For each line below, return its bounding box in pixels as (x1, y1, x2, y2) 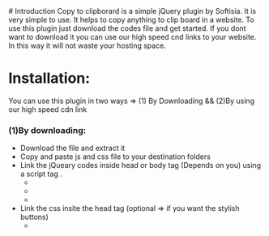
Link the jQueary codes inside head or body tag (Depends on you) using (19, 161, 262, 170)
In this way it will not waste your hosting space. (8, 41, 166, 50)
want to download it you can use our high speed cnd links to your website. (8, 32, 257, 41)
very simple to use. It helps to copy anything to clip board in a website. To (8, 15, 254, 24)
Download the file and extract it (19, 144, 126, 153)
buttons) (19, 212, 49, 222)
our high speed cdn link (8, 104, 88, 114)
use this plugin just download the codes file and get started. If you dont (8, 24, 246, 33)
